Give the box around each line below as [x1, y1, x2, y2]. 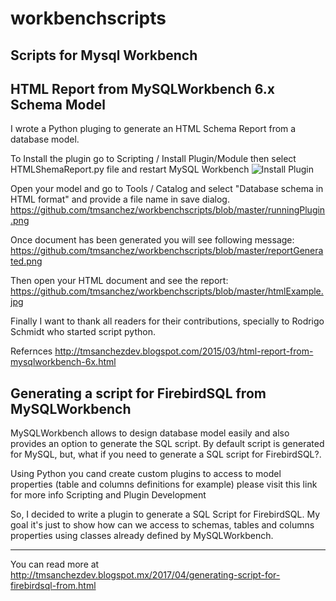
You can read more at [10, 558, 100, 571]
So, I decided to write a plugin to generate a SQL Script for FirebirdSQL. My [10, 508, 321, 521]
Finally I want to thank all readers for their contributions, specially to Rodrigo [10, 315, 325, 327]
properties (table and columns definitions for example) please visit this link [10, 478, 318, 491]
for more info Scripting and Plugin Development [10, 489, 207, 501]
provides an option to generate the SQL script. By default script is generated [10, 438, 325, 450]
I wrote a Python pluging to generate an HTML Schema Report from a [10, 123, 297, 135]
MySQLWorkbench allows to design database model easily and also [10, 427, 290, 439]
